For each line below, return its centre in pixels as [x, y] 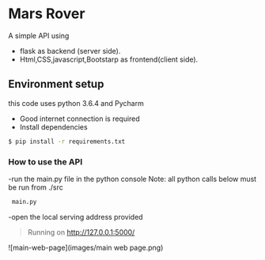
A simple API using [39, 36]
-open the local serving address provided [76, 217]
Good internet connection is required [79, 119]
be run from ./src [36, 187]
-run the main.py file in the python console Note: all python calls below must [132, 179]
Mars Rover [47, 14]
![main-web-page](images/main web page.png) [86, 247]
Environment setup [56, 84]
